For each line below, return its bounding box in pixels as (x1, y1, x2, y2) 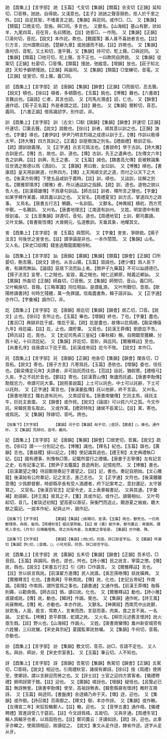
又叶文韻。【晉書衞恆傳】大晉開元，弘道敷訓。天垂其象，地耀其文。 (5, 219, 143, 225)
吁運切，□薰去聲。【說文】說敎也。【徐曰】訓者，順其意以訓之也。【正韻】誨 (5, 125, 160, 131)
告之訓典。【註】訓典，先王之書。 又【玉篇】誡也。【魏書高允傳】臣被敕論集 (5, 157, 160, 162)
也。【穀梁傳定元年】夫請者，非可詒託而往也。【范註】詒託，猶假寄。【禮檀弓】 (5, 368, 162, 373)
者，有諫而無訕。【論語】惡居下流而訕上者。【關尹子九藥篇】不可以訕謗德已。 (5, 265, 162, 271)
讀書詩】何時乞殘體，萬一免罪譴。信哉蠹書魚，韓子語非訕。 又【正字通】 (13, 290, 162, 296)
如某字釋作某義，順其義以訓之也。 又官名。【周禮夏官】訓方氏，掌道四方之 (5, 194, 158, 200)
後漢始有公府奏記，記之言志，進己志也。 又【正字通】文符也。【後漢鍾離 (13, 474, 162, 480)
